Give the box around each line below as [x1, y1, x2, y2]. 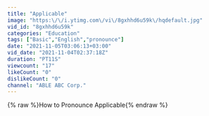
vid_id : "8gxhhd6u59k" [7, 23, 74, 30]
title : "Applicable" [7, 10, 68, 17]
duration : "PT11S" [7, 56, 61, 63]
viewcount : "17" [7, 62, 55, 69]
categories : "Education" [7, 29, 80, 37]
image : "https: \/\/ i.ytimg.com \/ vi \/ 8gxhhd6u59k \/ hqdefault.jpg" [7, 17, 203, 24]
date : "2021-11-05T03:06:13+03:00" [7, 43, 112, 50]
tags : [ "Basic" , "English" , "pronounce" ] [7, 36, 125, 43]
